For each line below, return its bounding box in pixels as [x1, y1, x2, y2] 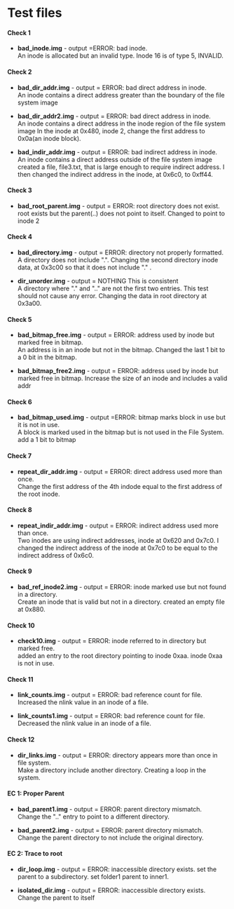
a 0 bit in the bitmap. [17, 353, 77, 362]
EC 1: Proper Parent [7, 789, 64, 797]
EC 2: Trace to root [7, 849, 63, 858]
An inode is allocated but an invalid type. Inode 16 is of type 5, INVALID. [17, 51, 224, 60]
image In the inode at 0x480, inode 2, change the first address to [17, 126, 205, 135]
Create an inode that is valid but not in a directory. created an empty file [17, 598, 226, 606]
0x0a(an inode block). [17, 134, 82, 142]
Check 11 [7, 675, 34, 683]
